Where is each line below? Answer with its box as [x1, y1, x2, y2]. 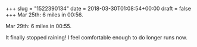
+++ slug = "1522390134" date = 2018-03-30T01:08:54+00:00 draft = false [5, 5, 192, 12]
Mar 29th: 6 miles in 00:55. [5, 23, 72, 29]
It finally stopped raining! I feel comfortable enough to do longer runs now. [5, 34, 188, 41]
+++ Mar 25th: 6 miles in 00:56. [5, 11, 84, 18]
